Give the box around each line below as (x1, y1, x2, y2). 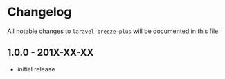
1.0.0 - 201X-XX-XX (7, 47, 94, 58)
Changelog (7, 4, 72, 20)
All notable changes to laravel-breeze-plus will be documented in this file (7, 27, 219, 35)
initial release (17, 65, 55, 73)
